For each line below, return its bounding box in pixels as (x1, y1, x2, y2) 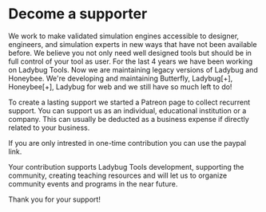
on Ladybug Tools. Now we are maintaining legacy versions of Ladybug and (8, 65, 258, 74)
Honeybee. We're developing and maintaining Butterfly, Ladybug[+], (8, 73, 233, 83)
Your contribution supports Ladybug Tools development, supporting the (8, 162, 244, 171)
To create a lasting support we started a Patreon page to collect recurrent (8, 97, 251, 107)
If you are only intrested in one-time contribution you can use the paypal (8, 138, 246, 147)
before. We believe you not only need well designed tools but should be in (8, 48, 252, 57)
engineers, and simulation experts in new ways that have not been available (8, 39, 257, 49)
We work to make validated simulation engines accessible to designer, (8, 31, 240, 41)
